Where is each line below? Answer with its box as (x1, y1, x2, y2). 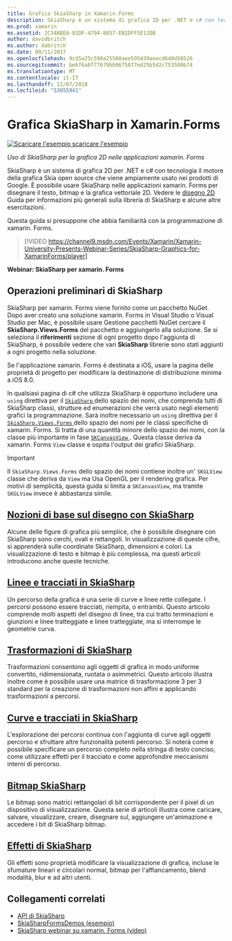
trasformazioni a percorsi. (7, 692, 81, 701)
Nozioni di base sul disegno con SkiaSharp (7, 509, 195, 521)
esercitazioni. (7, 203, 46, 211)
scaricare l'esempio (72, 139, 128, 148)
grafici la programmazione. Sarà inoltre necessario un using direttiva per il (7, 411, 217, 419)
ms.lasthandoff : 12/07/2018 (7, 81, 88, 88)
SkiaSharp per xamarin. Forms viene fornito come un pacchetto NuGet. (7, 303, 209, 311)
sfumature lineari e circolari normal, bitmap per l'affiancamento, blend (7, 866, 206, 874)
